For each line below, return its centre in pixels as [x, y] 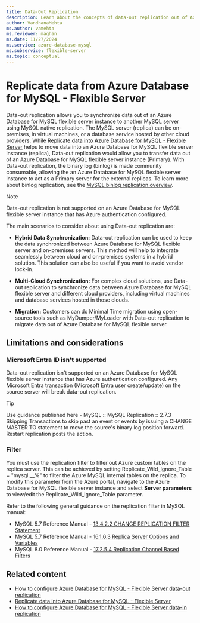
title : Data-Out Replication [42, 12]
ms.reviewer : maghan [32, 34]
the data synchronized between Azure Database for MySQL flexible [97, 244]
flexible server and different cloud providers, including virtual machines [102, 293]
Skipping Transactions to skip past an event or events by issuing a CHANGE [99, 421]
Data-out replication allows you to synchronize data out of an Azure [89, 115]
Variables [26, 543]
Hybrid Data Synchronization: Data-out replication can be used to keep [103, 237]
